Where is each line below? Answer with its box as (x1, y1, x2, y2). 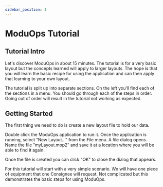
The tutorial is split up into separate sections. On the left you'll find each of (5, 85, 155, 91)
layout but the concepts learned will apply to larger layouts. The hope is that (5, 65, 158, 71)
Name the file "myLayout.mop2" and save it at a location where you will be (5, 142, 155, 148)
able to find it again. (5, 147, 45, 153)
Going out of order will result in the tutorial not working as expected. (5, 95, 142, 101)
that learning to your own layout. (5, 76, 70, 82)
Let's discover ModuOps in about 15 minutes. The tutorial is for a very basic (5, 60, 157, 66)
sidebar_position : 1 (5, 7, 47, 12)
